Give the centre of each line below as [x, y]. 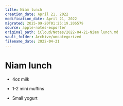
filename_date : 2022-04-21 [32, 42]
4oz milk [21, 79]
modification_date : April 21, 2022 [41, 19]
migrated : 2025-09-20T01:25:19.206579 [44, 23]
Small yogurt [25, 98]
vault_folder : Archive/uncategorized [43, 37]
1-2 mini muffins [28, 88]
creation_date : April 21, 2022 [37, 14]
